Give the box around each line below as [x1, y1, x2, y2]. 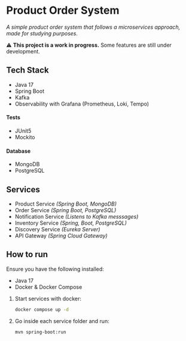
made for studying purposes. [6, 29, 78, 37]
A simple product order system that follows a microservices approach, [6, 23, 181, 31]
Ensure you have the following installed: [6, 265, 105, 273]
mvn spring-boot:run [14, 329, 66, 335]
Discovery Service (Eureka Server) [14, 225, 100, 233]
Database [6, 147, 31, 155]
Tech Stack [6, 65, 49, 76]
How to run [6, 249, 48, 259]
